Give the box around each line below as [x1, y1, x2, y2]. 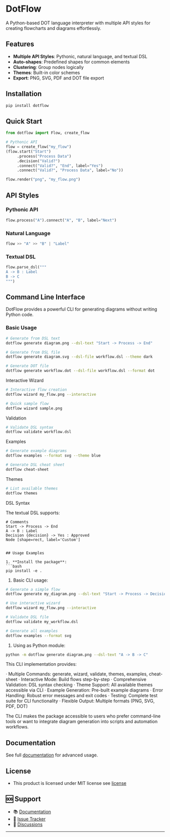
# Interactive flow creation [6, 387, 67, 393]
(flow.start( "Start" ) [6, 149, 51, 154]
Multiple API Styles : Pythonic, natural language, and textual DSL [13, 53, 148, 59]
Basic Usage [6, 324, 37, 331]
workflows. [6, 724, 29, 730]
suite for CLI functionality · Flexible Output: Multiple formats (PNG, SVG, [6, 698, 155, 704]
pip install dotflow [6, 103, 49, 108]
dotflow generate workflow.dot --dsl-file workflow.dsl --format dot [6, 368, 155, 373]
